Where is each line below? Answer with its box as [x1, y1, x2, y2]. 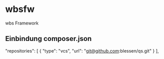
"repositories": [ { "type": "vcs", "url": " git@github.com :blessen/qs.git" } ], [5, 47, 159, 53]
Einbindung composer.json [5, 34, 92, 43]
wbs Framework [5, 20, 39, 26]
